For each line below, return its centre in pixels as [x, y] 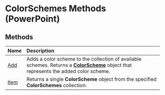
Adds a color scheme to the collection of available [84, 59]
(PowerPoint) [33, 19]
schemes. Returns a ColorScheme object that [79, 65]
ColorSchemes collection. [57, 85]
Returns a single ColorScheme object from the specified [92, 79]
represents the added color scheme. [68, 71]
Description [41, 51]
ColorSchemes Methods [56, 9]
